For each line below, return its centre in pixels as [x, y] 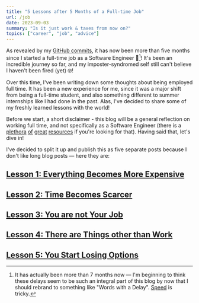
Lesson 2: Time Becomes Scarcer [69, 194]
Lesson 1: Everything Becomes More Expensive [95, 175]
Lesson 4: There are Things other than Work [89, 235]
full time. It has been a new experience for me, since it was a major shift [94, 88]
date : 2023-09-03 [28, 23]
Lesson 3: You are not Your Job [65, 214]
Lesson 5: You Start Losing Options [73, 255]
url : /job [18, 17]
